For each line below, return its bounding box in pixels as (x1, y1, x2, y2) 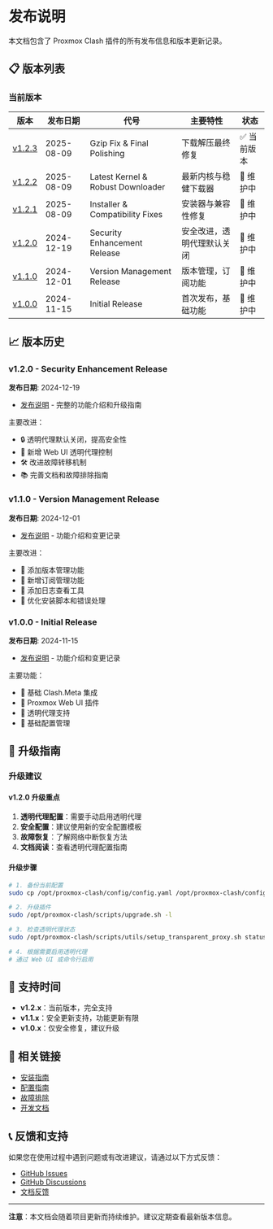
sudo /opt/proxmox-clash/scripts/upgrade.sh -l (8, 911, 173, 919)
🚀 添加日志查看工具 (19, 585, 84, 595)
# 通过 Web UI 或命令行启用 (8, 955, 93, 964)
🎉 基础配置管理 (19, 717, 71, 728)
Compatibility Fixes (89, 208, 163, 220)
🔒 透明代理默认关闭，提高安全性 (19, 434, 128, 444)
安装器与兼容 (181, 198, 231, 209)
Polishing (89, 147, 125, 159)
